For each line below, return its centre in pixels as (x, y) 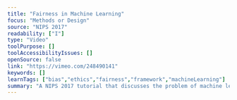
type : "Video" (28, 40)
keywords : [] (26, 73)
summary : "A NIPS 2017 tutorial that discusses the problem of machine (115, 86)
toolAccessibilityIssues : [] (50, 54)
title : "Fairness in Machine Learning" (66, 14)
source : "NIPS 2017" (38, 27)
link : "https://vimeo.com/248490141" (63, 66)
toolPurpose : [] (31, 46)
